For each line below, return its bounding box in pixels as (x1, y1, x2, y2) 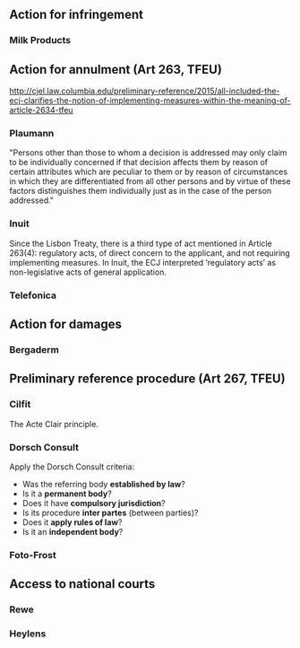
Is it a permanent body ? (21, 488, 112, 499)
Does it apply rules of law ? (21, 516, 123, 528)
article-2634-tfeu (9, 105, 73, 116)
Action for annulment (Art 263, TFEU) (9, 62, 222, 77)
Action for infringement (9, 7, 143, 22)
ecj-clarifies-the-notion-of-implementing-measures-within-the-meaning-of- (9, 95, 291, 106)
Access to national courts (9, 576, 156, 591)
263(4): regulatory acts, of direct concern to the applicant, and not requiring (9, 247, 291, 258)
